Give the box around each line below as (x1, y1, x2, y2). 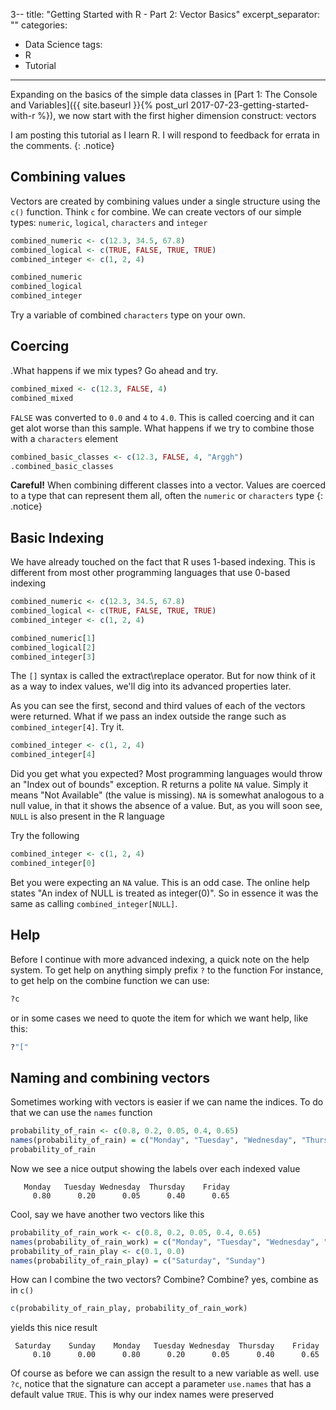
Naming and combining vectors (10, 1069, 211, 1086)
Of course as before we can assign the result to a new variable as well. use (10, 1367, 320, 1379)
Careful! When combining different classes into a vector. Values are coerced (10, 479, 326, 491)
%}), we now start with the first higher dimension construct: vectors (37, 110, 317, 121)
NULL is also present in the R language (10, 810, 165, 823)
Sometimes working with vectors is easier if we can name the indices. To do (10, 1096, 324, 1108)
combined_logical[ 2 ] (10, 642, 97, 653)
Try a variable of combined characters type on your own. (10, 309, 246, 321)
